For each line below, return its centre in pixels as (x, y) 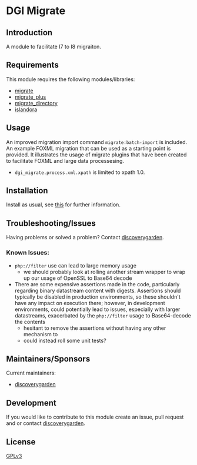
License (21, 442)
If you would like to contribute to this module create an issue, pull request (95, 417)
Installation (27, 191)
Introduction (29, 33)
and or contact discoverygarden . (46, 423)
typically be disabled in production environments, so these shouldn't (97, 297)
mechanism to (41, 334)
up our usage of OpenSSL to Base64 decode (78, 278)
